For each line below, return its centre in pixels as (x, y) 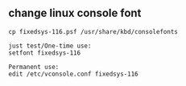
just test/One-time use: (50, 46)
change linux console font (75, 13)
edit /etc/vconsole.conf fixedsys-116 (73, 74)
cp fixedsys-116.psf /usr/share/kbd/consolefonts (93, 31)
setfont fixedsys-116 (45, 53)
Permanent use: (34, 67)
